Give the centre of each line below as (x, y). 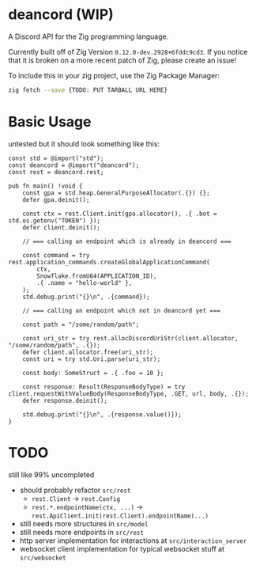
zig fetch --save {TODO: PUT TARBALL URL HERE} (88, 90)
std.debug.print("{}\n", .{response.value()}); (102, 414)
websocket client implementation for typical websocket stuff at (122, 548)
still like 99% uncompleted (51, 474)
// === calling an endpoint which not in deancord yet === (122, 310)
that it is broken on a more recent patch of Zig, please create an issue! (122, 60)
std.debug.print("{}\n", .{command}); (86, 297)
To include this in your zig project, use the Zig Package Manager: (114, 75)
